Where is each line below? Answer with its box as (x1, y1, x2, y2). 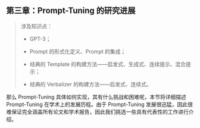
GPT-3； (29, 35, 51, 42)
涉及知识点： (20, 23, 52, 30)
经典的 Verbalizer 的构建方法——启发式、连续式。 (29, 80, 152, 88)
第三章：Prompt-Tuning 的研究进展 (6, 5, 136, 16)
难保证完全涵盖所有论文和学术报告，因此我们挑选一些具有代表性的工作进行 (6, 108, 189, 115)
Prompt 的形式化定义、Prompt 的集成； (29, 48, 126, 55)
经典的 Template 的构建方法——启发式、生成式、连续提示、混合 (29, 60, 186, 67)
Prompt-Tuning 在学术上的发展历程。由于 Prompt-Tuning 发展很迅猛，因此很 (6, 101, 193, 108)
